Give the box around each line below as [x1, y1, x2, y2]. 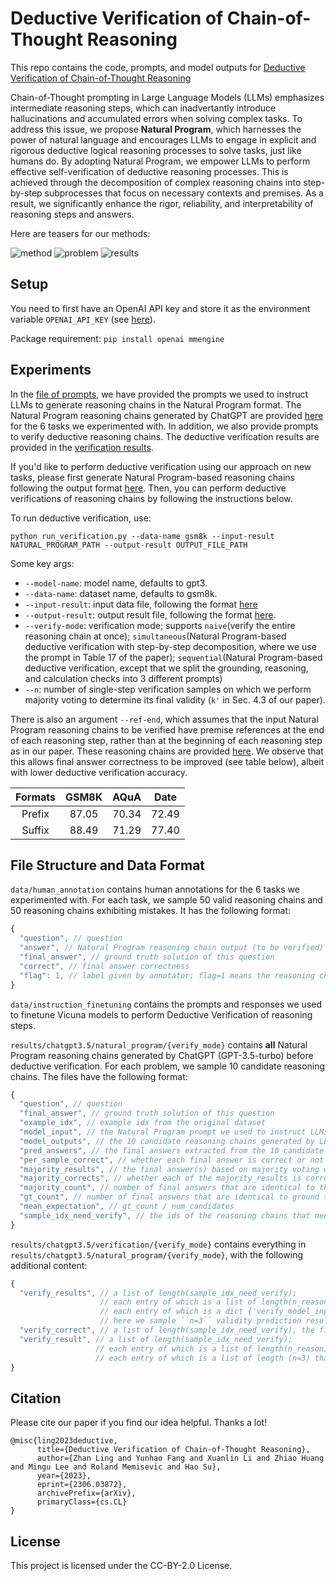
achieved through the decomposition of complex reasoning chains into [10, 176, 302, 188]
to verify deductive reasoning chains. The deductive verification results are [10, 430, 320, 442]
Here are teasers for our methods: [10, 227, 151, 239]
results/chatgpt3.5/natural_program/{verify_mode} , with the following [10, 1248, 303, 1261]
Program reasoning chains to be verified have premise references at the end [10, 723, 325, 736]
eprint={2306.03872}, [36, 1480, 128, 1490]
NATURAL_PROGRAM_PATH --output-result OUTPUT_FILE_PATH [10, 540, 248, 550]
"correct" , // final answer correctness [19, 961, 190, 971]
